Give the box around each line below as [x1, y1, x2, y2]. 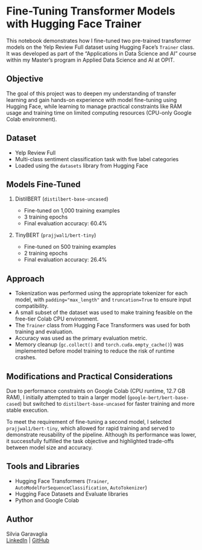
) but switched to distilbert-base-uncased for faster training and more [19, 400, 195, 407]
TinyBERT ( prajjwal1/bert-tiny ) [14, 231, 96, 239]
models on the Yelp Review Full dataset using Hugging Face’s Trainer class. [6, 43, 195, 51]
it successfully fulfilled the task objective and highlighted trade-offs [6, 438, 174, 444]
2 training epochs [24, 249, 68, 257]
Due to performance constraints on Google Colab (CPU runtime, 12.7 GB [6, 388, 186, 394]
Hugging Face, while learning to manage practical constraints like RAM [6, 103, 182, 110]
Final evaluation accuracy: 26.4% [24, 256, 107, 263]
